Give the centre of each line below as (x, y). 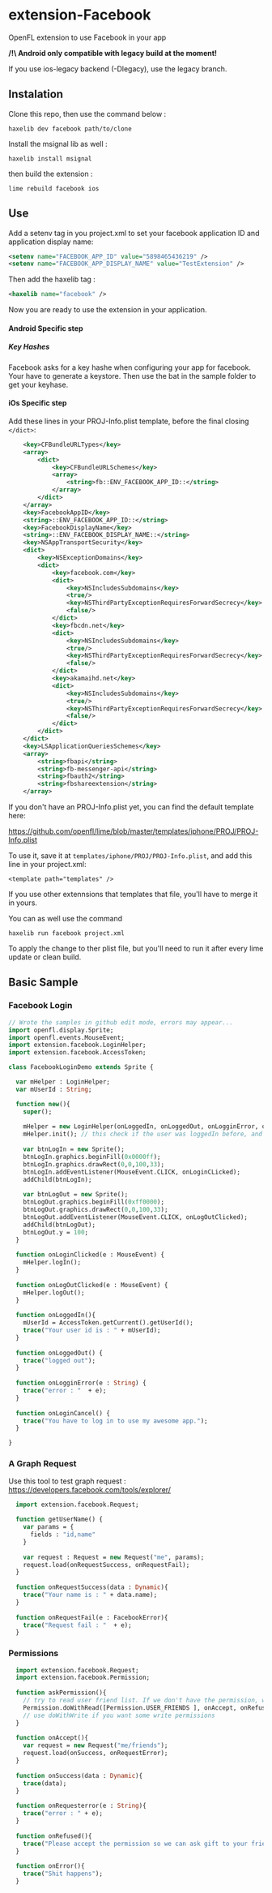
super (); (38, 1112)
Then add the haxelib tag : (52, 279)
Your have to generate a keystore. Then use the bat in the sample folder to (132, 376)
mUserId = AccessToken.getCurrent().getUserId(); (108, 1323)
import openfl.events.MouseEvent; (67, 1037)
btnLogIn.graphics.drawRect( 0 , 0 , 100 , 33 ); (93, 1164)
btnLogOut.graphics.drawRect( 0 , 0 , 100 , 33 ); (96, 1210)
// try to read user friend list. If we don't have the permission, (141, 1701)
